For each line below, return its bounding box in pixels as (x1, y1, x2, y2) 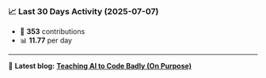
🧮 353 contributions (19, 27, 85, 36)
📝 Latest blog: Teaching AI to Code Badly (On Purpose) (8, 61, 192, 71)
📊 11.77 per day (19, 35, 73, 45)
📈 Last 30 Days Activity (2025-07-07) (8, 6, 159, 17)
